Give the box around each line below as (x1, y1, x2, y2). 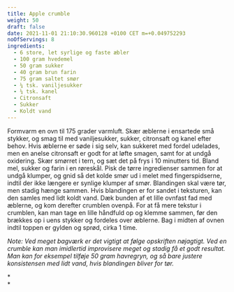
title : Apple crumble (7, 10, 71, 17)
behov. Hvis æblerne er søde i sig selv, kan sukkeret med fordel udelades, (7, 141, 220, 150)
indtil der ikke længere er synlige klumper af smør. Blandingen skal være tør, (7, 179, 227, 187)
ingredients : (7, 43, 45, 50)
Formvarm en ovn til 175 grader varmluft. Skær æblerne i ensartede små (7, 126, 214, 135)
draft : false (7, 23, 45, 30)
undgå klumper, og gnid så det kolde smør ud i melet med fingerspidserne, (7, 171, 222, 180)
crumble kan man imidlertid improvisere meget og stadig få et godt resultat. (7, 244, 226, 252)
